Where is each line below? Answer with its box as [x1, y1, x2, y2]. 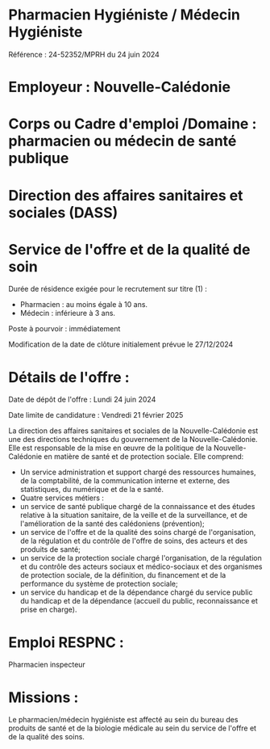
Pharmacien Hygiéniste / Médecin [8, 6, 240, 24]
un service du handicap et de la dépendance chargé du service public [19, 587, 253, 597]
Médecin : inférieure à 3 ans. [19, 309, 115, 318]
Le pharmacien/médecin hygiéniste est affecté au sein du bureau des [8, 715, 239, 725]
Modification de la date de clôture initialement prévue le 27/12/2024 [8, 339, 234, 349]
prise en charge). [19, 604, 77, 615]
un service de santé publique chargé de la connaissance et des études [19, 502, 255, 511]
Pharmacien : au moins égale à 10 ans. [19, 300, 147, 309]
